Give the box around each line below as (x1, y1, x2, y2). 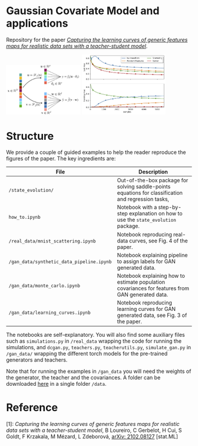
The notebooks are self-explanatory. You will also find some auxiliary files (6, 331, 185, 338)
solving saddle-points (117, 183, 171, 190)
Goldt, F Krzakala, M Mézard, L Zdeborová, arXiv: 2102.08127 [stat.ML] (6, 432, 179, 440)
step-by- (158, 204, 181, 211)
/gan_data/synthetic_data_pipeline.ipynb (8, 258, 112, 265)
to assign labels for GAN (117, 258, 176, 265)
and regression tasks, (117, 196, 170, 203)
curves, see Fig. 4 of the (129, 237, 188, 244)
